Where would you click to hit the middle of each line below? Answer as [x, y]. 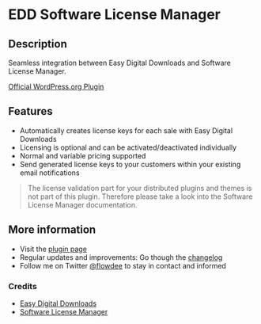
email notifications [50, 173]
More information [52, 230]
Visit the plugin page [53, 249]
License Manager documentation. [82, 204]
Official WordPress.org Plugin [56, 86]
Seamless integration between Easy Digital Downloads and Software [119, 63]
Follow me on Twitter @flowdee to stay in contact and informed [123, 265]
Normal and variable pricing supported [83, 155]
